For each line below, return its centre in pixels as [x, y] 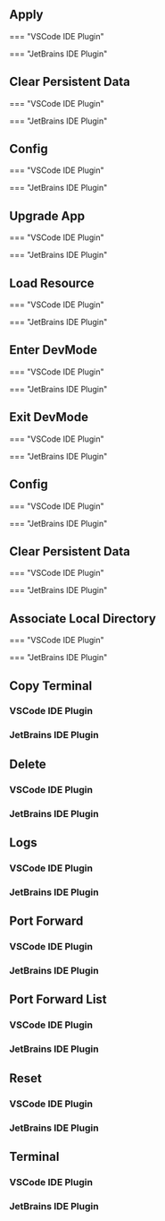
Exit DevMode [49, 417]
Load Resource [52, 283]
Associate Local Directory [82, 619]
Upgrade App [47, 215]
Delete [28, 764]
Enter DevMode [54, 350]
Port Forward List [58, 999]
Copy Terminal [51, 686]
